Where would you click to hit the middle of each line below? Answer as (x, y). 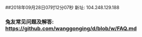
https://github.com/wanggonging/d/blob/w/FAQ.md (71, 28)
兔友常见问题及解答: (30, 22)
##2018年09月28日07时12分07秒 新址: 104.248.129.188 (62, 7)
